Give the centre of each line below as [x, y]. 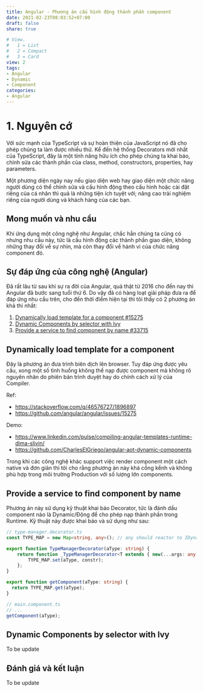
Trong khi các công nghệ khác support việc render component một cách [97, 462]
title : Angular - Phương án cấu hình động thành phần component [89, 12]
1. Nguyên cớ [39, 126]
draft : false [23, 23]
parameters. [21, 169]
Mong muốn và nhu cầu [51, 219]
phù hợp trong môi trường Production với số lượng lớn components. [90, 474]
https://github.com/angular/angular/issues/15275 [76, 414]
